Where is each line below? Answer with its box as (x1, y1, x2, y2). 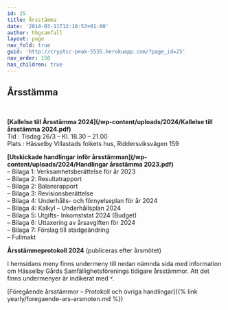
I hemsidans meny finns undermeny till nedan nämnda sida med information (7, 260, 222, 268)
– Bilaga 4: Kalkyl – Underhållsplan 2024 (7, 204, 122, 213)
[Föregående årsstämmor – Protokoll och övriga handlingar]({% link (7, 287, 198, 296)
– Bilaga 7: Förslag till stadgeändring (7, 226, 110, 234)
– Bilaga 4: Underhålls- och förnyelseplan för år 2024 (7, 197, 158, 205)
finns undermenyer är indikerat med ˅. (7, 274, 115, 283)
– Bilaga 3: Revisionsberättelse (7, 189, 94, 198)
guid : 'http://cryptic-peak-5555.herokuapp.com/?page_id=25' (7, 49, 186, 56)
